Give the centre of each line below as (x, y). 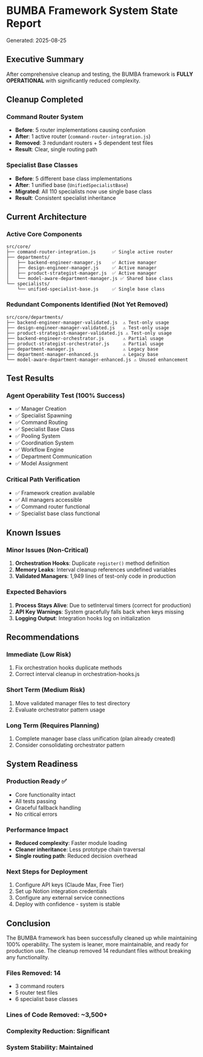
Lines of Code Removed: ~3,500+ (57, 1015)
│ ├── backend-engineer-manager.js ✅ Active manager (82, 263)
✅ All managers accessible (48, 499)
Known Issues (34, 533)
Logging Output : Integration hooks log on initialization (82, 618)
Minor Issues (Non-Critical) (48, 550)
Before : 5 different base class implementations (73, 178)
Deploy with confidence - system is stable (68, 904)
